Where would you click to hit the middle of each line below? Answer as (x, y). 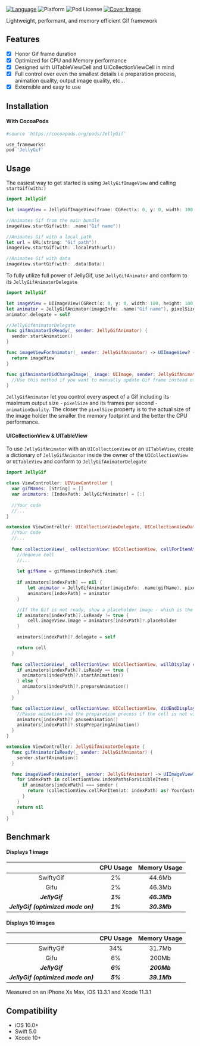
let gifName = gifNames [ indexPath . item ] (68, 571)
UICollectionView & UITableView (47, 436)
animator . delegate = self (38, 314)
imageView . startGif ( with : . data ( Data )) (56, 264)
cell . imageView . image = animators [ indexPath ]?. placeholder (102, 621)
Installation (27, 106)
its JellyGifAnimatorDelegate (42, 282)
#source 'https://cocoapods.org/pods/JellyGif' (66, 134)
